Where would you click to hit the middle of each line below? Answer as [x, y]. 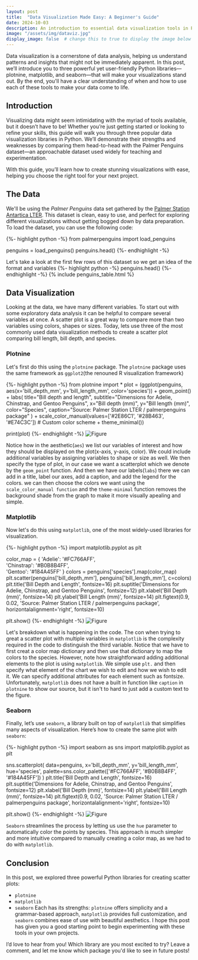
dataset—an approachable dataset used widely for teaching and [84, 151]
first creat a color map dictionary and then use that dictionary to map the [94, 651]
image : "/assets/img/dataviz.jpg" [49, 34]
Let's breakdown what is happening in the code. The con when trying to [93, 632]
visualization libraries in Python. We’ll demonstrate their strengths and [91, 139]
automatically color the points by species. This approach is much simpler [95, 832]
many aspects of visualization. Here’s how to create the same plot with [92, 730]
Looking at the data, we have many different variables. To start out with [93, 307]
